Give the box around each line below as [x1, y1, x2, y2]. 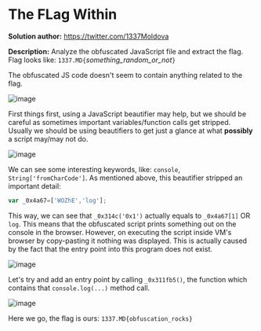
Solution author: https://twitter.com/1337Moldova [8, 31, 169, 41]
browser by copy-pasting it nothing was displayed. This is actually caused [8, 236, 248, 245]
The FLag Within [8, 6, 118, 24]
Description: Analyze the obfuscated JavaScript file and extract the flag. [8, 46, 244, 56]
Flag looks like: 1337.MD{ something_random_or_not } [8, 55, 176, 64]
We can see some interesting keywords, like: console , [8, 164, 180, 174]
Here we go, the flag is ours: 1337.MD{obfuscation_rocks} [8, 313, 194, 323]
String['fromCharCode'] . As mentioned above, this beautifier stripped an [8, 173, 243, 182]
